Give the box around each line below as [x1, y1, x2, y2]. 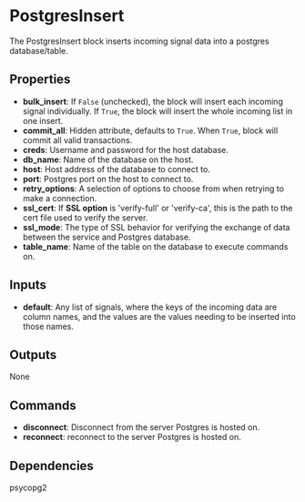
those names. [22, 321, 75, 332]
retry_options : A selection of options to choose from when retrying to [22, 183, 285, 194]
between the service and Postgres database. [22, 231, 191, 242]
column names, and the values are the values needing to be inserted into [22, 311, 296, 322]
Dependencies [9, 457, 94, 474]
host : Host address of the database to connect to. [22, 163, 211, 174]
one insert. [22, 115, 64, 126]
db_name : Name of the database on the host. [22, 154, 194, 165]
